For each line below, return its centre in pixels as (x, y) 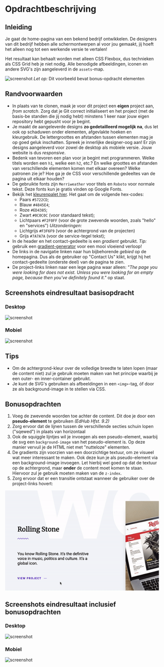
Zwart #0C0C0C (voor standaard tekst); (57, 215)
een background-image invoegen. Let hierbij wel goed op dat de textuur (84, 463)
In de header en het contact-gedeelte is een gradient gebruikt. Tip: (79, 241)
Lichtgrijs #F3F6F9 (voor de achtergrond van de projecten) (77, 231)
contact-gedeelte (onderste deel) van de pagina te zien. (68, 262)
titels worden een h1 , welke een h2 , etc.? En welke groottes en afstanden (85, 163)
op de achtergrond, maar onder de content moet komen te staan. (78, 468)
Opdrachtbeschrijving (51, 9)
